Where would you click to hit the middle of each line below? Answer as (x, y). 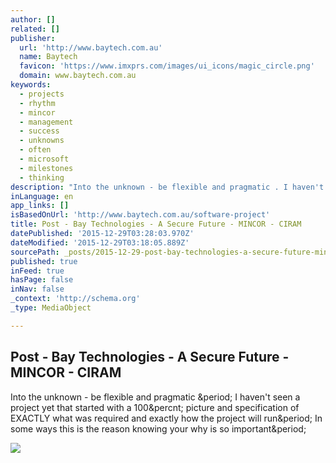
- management (46, 122)
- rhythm (37, 103)
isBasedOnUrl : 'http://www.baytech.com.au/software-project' (140, 215)
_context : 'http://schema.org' (75, 299)
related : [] (35, 29)
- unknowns (42, 141)
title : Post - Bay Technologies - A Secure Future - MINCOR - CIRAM (156, 224)
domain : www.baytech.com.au (78, 76)
